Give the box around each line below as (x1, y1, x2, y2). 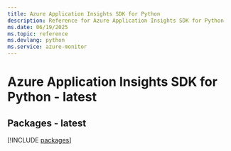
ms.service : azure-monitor (7, 43, 87, 50)
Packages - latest (7, 117, 87, 129)
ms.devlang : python (7, 37, 65, 44)
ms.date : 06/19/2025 (7, 23, 69, 30)
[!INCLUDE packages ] (7, 136, 72, 144)
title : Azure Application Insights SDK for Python (7, 10, 161, 18)
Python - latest (7, 89, 97, 105)
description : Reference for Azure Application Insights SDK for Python (7, 17, 224, 24)
